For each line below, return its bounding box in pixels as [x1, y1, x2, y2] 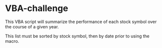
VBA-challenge [5, 3, 68, 14]
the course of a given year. [5, 24, 59, 29]
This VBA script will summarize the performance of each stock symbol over [5, 19, 157, 24]
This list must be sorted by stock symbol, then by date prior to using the [5, 33, 150, 39]
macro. [5, 38, 20, 44]
